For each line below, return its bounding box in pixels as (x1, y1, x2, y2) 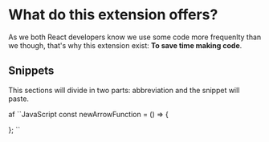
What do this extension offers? (8, 6, 218, 24)
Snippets (8, 64, 55, 78)
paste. (8, 94, 30, 103)
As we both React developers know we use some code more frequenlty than (8, 32, 262, 42)
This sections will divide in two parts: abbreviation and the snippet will (8, 85, 240, 95)
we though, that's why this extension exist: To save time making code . (8, 40, 243, 50)
